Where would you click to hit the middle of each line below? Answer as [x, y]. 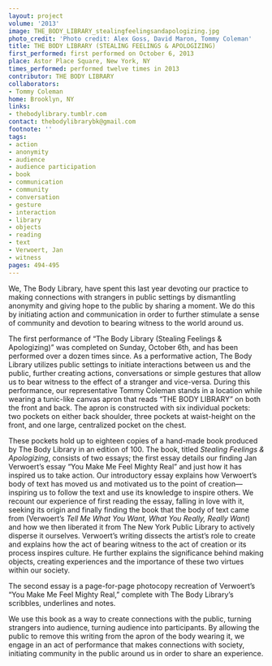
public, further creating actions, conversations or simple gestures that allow [135, 373]
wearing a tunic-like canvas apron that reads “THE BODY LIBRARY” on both [135, 399]
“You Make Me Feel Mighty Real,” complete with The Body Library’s [121, 595]
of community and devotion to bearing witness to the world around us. [126, 322]
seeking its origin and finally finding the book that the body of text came [129, 509]
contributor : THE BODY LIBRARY [61, 76]
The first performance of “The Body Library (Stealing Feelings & [115, 339]
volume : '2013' [34, 24]
